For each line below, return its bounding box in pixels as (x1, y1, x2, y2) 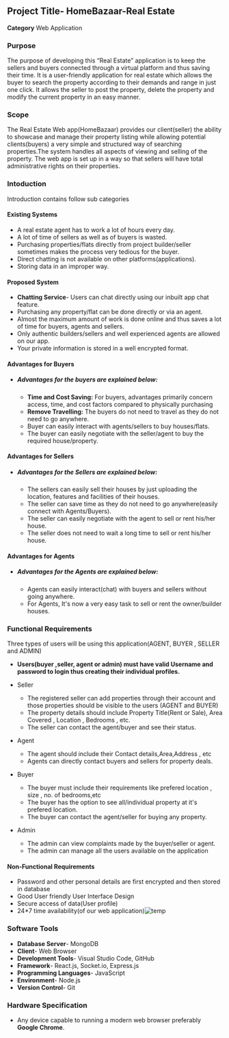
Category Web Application (7, 23, 83, 32)
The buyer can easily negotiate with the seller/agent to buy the (27, 429, 204, 438)
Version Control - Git (16, 983, 76, 991)
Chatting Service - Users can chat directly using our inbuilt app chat (16, 293, 210, 301)
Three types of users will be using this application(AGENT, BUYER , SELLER (7, 639, 220, 648)
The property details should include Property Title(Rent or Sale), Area (27, 709, 223, 717)
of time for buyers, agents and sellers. (16, 322, 124, 331)
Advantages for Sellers (7, 452, 74, 460)
